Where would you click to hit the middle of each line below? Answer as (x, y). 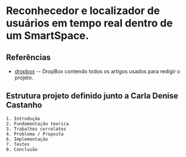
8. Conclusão (22, 149)
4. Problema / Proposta (35, 134)
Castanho (24, 105)
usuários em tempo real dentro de (90, 23)
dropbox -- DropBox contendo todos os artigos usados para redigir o (97, 71)
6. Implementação (27, 139)
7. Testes (18, 144)
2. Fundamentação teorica (37, 124)
